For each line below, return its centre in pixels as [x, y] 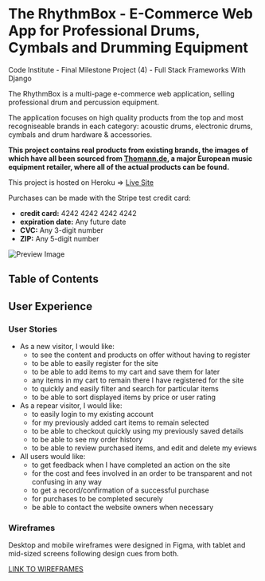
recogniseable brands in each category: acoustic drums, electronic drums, [131, 126]
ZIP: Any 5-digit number [59, 238]
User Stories [33, 329]
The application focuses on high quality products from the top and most [126, 117]
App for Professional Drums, [104, 31]
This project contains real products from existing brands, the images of [129, 150]
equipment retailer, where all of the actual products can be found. [119, 167]
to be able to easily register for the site [95, 363]
